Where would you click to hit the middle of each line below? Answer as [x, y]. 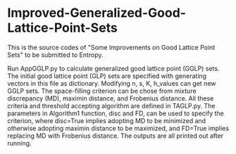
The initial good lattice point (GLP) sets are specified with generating [107, 76]
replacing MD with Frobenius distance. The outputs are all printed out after [116, 136]
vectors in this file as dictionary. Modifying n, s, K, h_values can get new [112, 83]
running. [19, 143]
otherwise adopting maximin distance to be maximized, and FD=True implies [118, 128]
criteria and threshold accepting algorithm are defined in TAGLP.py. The [111, 105]
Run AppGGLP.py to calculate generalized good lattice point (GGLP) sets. [113, 68]
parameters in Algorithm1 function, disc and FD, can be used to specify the [116, 113]
